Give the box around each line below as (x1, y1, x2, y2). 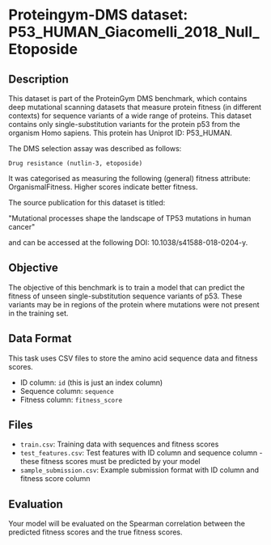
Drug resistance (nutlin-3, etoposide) (8, 159, 143, 167)
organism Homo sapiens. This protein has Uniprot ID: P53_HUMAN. (8, 128, 233, 137)
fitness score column (19, 474, 91, 484)
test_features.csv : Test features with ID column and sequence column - (19, 448, 263, 458)
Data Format (8, 332, 72, 345)
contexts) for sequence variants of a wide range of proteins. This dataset (8, 111, 252, 120)
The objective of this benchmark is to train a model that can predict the (8, 282, 245, 292)
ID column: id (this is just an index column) (19, 378, 163, 387)
